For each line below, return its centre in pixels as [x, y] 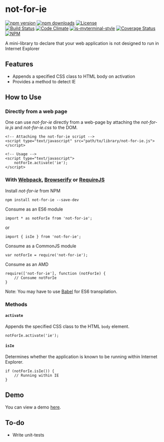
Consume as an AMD [27, 264]
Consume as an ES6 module [34, 209]
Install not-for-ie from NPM [33, 191]
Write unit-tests [28, 435]
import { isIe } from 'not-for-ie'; [43, 236]
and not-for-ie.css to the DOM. [46, 128]
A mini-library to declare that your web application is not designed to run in [82, 43]
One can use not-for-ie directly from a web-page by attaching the [73, 122]
